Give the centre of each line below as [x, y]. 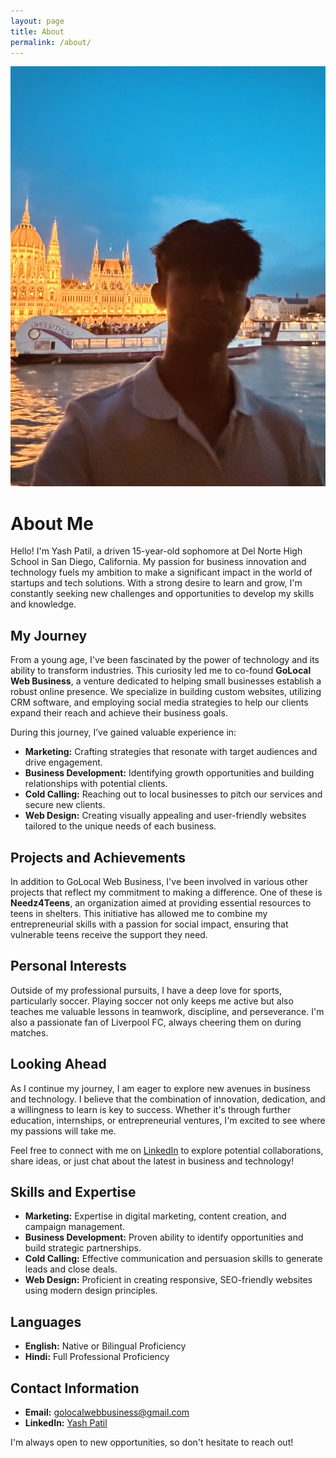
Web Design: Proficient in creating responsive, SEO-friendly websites [168, 1280]
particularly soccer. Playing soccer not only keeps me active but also [152, 1001]
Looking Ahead [58, 1064]
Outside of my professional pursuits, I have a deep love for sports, [146, 990]
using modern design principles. [91, 1291]
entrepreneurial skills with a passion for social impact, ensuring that [149, 924]
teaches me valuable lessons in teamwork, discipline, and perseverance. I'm [167, 1011]
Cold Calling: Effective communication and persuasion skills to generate [173, 1259]
